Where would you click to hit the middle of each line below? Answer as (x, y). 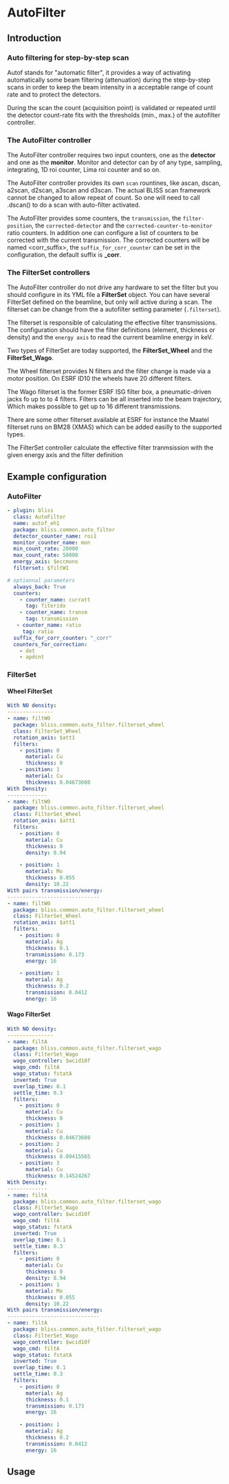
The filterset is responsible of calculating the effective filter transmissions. (112, 323)
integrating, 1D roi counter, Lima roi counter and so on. (84, 170)
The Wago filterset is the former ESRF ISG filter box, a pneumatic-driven (109, 392)
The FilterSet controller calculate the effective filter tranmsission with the (110, 447)
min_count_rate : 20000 (46, 549)
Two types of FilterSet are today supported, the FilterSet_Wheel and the (110, 351)
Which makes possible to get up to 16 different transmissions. (94, 406)
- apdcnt (32, 657)
